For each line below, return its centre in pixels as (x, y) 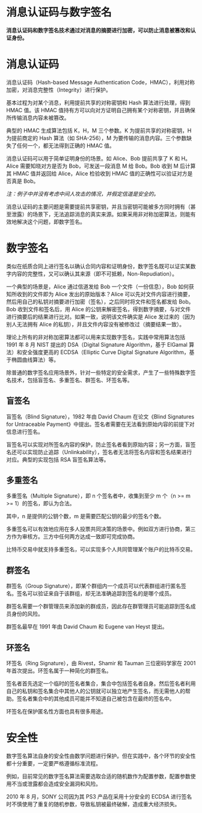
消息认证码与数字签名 (59, 12)
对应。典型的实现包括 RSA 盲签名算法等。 (58, 460)
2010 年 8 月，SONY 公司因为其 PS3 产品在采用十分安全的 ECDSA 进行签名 (99, 796)
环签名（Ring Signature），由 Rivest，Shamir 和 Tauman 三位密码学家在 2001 (101, 663)
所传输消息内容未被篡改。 (38, 118)
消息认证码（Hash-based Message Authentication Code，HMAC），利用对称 (101, 82)
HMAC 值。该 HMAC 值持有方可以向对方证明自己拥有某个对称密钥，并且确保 (101, 110)
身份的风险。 (27, 614)
